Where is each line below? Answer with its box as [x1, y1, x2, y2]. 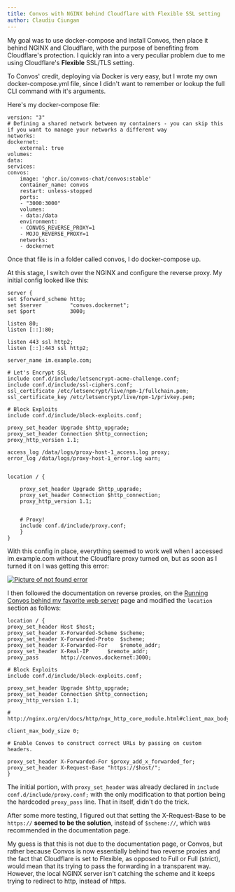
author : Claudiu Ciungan [7, 17, 80, 24]
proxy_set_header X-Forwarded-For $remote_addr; [7, 641, 161, 648]
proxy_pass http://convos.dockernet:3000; [7, 654, 152, 661]
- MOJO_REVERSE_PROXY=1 [20, 230, 90, 237]
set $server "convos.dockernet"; [7, 302, 130, 309]
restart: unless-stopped [20, 187, 92, 195]
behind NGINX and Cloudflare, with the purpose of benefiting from [7, 43, 199, 52]
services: [7, 162, 36, 170]
